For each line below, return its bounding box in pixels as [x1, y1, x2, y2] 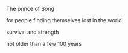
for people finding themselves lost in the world [6, 17, 122, 23]
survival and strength [6, 28, 59, 36]
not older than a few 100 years [6, 40, 82, 47]
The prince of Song [6, 5, 54, 12]
